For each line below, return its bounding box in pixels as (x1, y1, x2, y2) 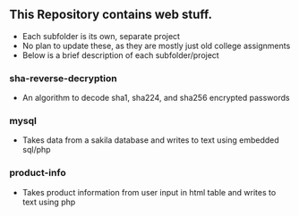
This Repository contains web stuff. (9, 7, 213, 22)
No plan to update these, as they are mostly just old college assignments (21, 40, 291, 51)
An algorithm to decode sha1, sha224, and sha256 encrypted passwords (21, 93, 290, 104)
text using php (21, 196, 76, 207)
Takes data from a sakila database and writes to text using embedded (21, 135, 279, 145)
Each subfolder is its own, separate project (21, 30, 181, 41)
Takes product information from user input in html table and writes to (21, 187, 277, 197)
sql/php (21, 145, 51, 155)
